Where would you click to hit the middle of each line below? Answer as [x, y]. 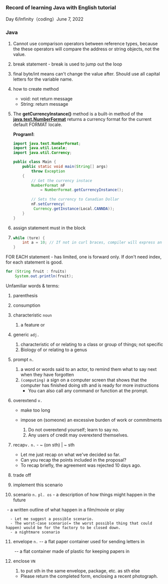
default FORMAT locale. [37, 124]
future [19, 500]
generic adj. [26, 335]
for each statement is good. [34, 262]
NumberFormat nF [48, 185]
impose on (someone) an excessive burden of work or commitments [91, 420]
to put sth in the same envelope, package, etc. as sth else [80, 570]
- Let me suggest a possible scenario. [52, 519]
